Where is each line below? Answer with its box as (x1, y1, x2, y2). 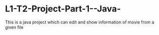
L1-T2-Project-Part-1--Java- (5, 3, 121, 14)
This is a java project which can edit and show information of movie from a (5, 19, 155, 25)
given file (5, 24, 24, 30)
